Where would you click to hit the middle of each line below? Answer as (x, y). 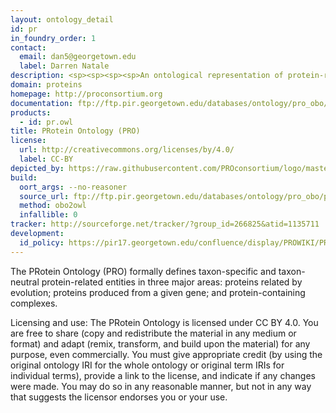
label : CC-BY (46, 159)
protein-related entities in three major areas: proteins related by (172, 282)
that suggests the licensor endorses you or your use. (119, 397)
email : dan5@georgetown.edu (78, 57)
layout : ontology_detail (62, 19)
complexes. (34, 303)
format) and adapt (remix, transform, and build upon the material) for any (160, 343)
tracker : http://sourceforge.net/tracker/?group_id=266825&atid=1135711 (165, 224)
